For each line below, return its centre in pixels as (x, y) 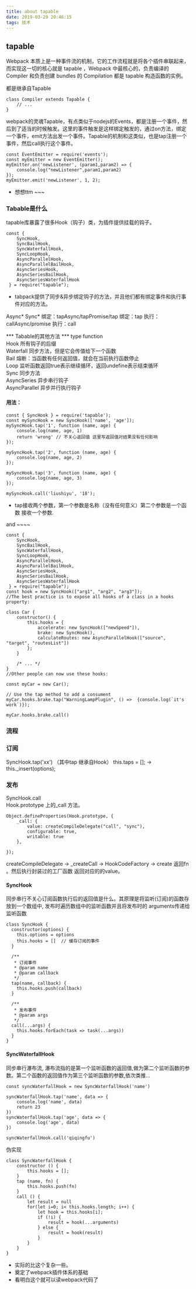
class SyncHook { (27, 925)
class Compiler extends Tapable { (48, 100)
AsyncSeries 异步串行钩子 (37, 380)
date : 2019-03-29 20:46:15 (39, 17)
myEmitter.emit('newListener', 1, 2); (53, 180)
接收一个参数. (37, 513)
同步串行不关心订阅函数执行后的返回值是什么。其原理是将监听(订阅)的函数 (95, 899)
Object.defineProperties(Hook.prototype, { (60, 816)
